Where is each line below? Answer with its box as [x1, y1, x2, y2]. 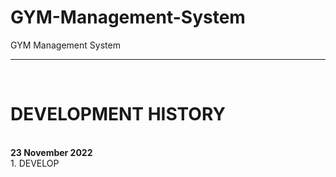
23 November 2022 [10, 146, 93, 158]
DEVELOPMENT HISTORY [10, 103, 226, 126]
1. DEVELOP [10, 157, 60, 169]
